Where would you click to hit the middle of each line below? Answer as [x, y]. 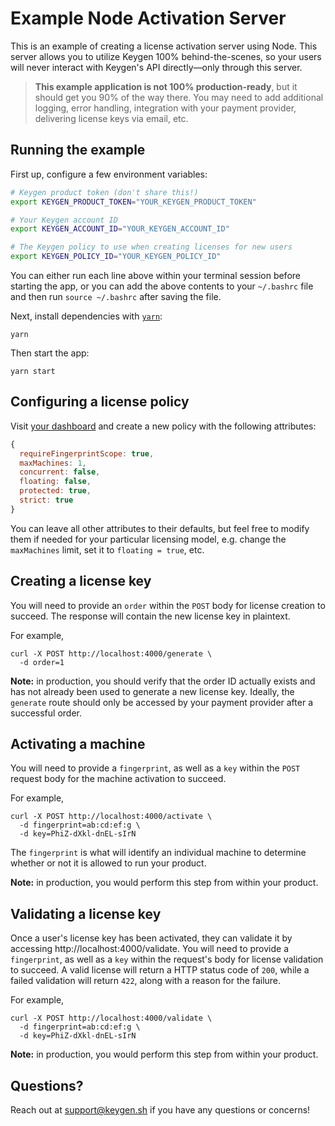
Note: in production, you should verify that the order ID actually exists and [163, 681]
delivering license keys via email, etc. [111, 118]
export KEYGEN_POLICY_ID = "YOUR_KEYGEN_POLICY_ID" [116, 257]
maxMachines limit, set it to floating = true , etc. [107, 549]
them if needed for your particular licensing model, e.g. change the [148, 539]
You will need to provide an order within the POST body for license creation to [168, 605]
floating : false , [55, 482]
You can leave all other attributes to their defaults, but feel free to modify [160, 528]
